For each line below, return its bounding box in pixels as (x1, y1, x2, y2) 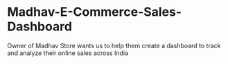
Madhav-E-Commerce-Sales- (7, 4, 182, 20)
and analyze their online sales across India (7, 49, 129, 57)
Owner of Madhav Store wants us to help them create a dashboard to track (7, 41, 221, 50)
